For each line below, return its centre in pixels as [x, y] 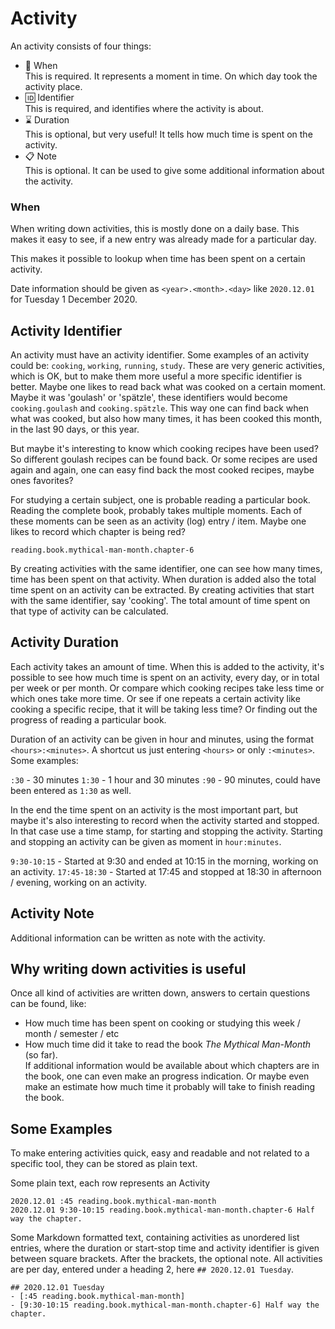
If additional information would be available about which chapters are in [172, 1066]
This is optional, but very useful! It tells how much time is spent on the [168, 134]
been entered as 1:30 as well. [71, 790]
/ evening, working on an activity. [78, 882]
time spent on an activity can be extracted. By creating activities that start [162, 590]
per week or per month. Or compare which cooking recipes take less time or [167, 688]
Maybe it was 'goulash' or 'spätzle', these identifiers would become [149, 398]
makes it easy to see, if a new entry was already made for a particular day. [163, 239]
